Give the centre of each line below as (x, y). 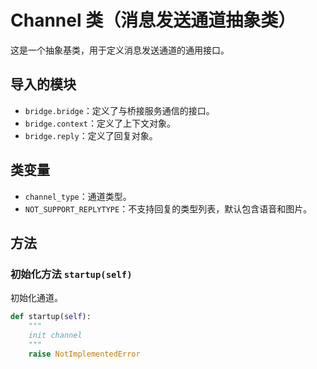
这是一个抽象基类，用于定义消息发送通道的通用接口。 (120, 50)
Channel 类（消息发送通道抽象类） (153, 20)
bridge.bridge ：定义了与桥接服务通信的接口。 (119, 110)
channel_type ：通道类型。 (78, 196)
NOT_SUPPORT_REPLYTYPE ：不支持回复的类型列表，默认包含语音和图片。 (168, 208)
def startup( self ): (51, 317)
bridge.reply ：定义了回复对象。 (91, 135)
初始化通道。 (36, 298)
